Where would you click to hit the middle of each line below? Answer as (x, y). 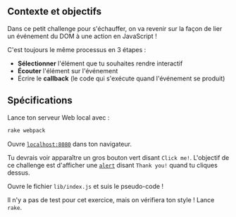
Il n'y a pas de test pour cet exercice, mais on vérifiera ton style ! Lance (111, 199)
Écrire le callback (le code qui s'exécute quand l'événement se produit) (121, 78)
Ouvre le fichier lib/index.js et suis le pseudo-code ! (86, 186)
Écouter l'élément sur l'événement (68, 70)
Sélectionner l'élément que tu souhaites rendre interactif (100, 63)
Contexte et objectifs (55, 12)
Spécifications (40, 100)
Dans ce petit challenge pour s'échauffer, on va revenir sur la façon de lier (115, 28)
